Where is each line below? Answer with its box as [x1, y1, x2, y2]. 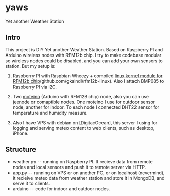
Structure [5, 145, 37, 154]
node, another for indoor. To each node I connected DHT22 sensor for [12, 104, 160, 110]
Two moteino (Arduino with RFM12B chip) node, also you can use [12, 93, 149, 99]
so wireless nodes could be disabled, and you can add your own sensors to [5, 58, 163, 64]
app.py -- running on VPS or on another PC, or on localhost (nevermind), [12, 170, 165, 176]
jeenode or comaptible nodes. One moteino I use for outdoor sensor [12, 99, 155, 105]
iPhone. [12, 130, 29, 136]
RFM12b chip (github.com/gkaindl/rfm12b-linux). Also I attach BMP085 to [12, 78, 164, 84]
